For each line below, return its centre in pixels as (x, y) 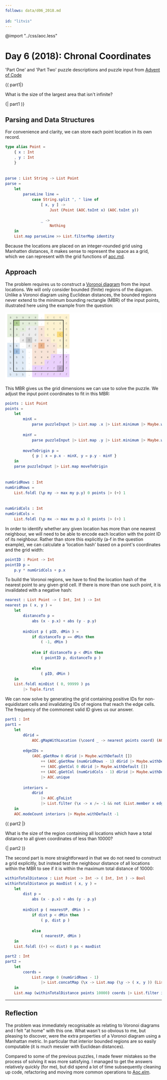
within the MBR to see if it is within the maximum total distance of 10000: (80, 868)
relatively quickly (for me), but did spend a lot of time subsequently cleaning (83, 1067)
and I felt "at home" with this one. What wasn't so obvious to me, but (76, 1031)
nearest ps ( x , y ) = (29, 605)
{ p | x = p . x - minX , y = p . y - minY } (74, 456)
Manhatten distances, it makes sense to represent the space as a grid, (77, 251)
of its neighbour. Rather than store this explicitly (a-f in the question (74, 539)
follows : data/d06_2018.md (33, 10)
